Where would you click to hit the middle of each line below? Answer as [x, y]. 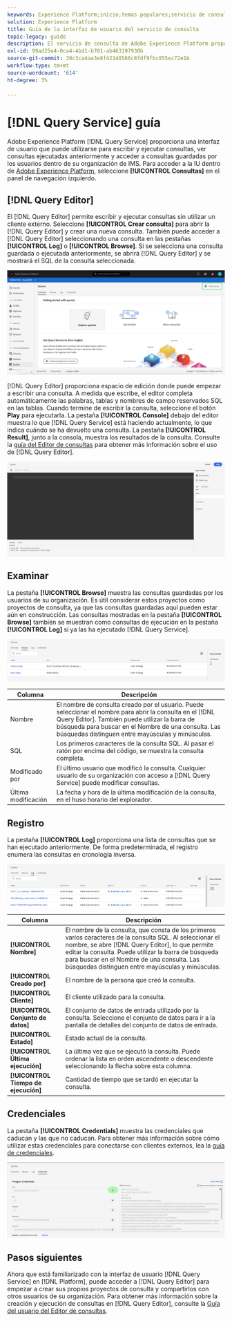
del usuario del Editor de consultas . [58, 1311]
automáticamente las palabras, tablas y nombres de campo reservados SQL [115, 401]
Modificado [26, 772]
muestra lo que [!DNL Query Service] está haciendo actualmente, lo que [110, 423]
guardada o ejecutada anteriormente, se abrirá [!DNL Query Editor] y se [109, 254]
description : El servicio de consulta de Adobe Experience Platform [108, 44]
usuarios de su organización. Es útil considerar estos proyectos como [106, 600]
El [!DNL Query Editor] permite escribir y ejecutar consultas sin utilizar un [111, 217]
